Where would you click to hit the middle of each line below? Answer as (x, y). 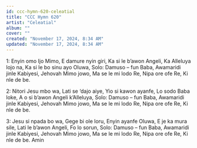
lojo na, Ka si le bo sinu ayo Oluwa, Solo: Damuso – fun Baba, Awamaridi (94, 67)
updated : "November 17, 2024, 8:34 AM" (55, 45)
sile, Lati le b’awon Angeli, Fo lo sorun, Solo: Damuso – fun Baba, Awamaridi (98, 127)
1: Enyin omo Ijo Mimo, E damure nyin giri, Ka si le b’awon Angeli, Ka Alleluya (98, 61)
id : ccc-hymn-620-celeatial (41, 11)
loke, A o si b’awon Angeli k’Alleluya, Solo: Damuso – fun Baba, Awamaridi (95, 97)
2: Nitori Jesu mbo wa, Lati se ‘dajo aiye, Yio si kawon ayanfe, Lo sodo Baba (98, 91)
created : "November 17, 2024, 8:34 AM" (55, 39)
